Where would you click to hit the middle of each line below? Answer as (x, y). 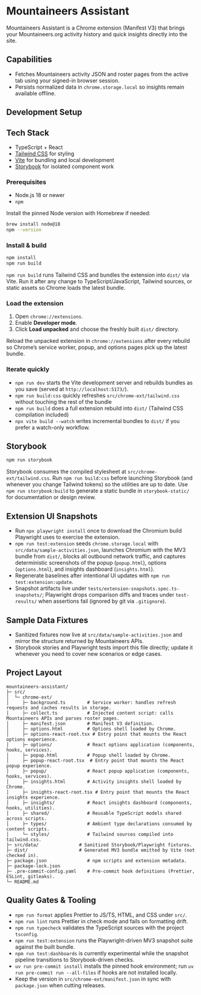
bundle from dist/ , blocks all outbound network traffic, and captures (100, 556)
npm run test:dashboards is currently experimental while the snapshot (102, 953)
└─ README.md (23, 882)
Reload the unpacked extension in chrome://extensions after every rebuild (98, 341)
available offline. (35, 93)
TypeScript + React (39, 147)
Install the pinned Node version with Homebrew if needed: (79, 213)
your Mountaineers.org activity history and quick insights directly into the (97, 34)
